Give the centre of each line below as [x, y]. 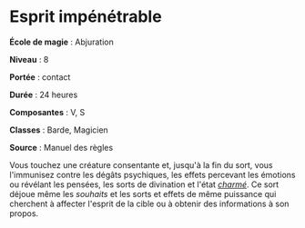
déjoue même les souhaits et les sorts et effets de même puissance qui [143, 193]
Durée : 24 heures [44, 94]
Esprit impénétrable [86, 17]
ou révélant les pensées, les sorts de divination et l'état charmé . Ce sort [144, 184]
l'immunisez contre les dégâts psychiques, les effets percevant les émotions [152, 174]
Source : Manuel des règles [61, 147]
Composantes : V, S [47, 112]
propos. [24, 213]
